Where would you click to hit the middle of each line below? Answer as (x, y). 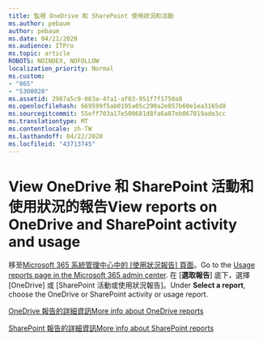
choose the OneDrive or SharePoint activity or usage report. (108, 294)
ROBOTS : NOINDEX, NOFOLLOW (54, 62)
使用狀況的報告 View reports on (113, 207)
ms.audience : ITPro (41, 46)
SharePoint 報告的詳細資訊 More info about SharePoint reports (111, 328)
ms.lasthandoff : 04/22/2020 (56, 136)
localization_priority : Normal (61, 69)
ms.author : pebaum (39, 23)
